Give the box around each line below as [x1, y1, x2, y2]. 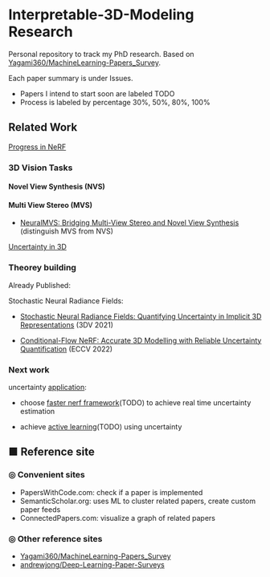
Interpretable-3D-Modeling [8, 6, 194, 24]
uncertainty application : [8, 383, 87, 392]
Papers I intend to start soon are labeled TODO [19, 88, 175, 98]
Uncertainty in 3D [8, 242, 67, 252]
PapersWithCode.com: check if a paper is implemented [19, 487, 203, 497]
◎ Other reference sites [8, 533, 103, 544]
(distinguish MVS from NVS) [19, 226, 114, 236]
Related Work [8, 120, 78, 134]
